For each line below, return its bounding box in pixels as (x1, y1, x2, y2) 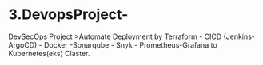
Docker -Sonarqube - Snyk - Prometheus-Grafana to (43, 40, 217, 49)
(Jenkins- (223, 32, 256, 41)
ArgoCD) (8, 40, 38, 49)
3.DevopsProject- (8, 6, 129, 24)
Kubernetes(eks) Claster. (8, 48, 90, 58)
